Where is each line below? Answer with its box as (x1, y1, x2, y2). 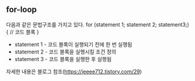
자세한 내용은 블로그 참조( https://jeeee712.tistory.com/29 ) (6, 67, 142, 75)
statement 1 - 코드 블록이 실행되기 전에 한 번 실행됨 (14, 41, 133, 48)
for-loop (6, 5, 37, 15)
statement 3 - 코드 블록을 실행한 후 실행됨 (14, 55, 112, 62)
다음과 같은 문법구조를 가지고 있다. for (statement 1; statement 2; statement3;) (6, 21, 190, 28)
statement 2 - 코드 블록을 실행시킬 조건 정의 (14, 48, 116, 55)
